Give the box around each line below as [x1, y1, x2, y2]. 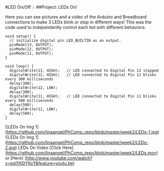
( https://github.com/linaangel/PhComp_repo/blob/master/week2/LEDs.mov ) [5, 150, 158, 156]
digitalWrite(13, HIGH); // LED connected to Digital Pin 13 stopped [9, 68, 159, 73]
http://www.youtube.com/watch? [26, 155, 93, 161]
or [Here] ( [5, 155, 26, 161]
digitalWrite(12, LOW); [9, 85, 58, 90]
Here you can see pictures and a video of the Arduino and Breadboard [5, 14, 147, 20]
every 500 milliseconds [5, 98, 54, 103]
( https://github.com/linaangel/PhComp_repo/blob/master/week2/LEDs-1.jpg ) [5, 129, 160, 135]
